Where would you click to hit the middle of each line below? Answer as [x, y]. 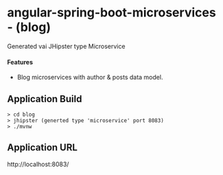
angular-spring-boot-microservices [111, 13]
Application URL [42, 148]
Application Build [45, 98]
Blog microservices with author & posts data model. [90, 78]
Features [20, 62]
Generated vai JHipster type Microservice [66, 46]
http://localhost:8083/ [38, 164]
